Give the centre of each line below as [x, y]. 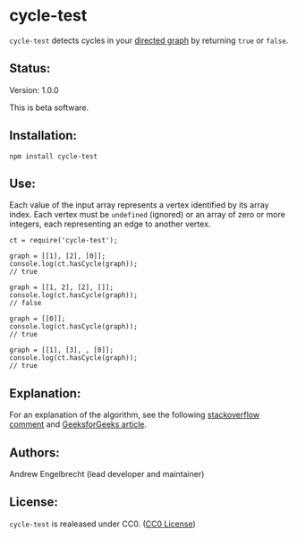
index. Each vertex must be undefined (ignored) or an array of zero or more [148, 215]
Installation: [43, 136]
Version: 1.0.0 [34, 90]
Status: [30, 68]
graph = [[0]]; [38, 319]
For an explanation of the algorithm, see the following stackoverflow [135, 415]
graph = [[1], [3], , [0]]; [62, 350]
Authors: [34, 453]
